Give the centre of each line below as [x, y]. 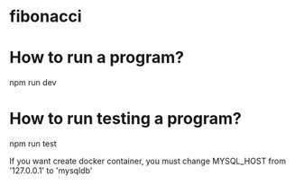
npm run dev [33, 83]
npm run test [33, 144]
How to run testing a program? [125, 119]
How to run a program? [97, 58]
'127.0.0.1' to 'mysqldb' [51, 171]
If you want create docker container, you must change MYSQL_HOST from [148, 161]
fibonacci [46, 17]
